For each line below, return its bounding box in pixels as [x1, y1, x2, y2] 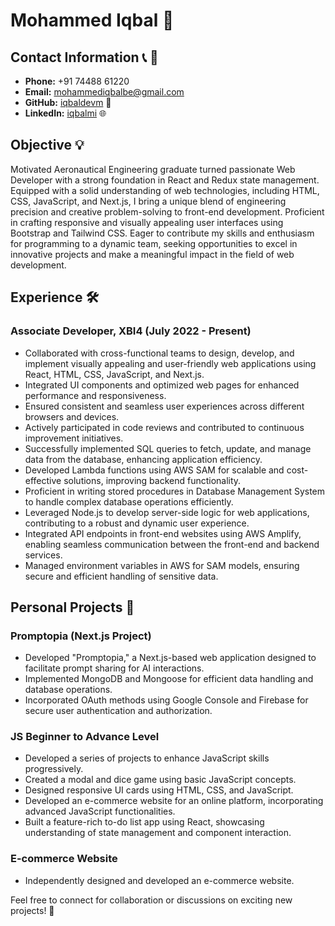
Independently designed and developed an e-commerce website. [24, 874, 295, 886]
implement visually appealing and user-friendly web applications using [24, 357, 317, 369]
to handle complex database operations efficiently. [24, 495, 234, 508]
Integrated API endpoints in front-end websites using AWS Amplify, [24, 527, 302, 539]
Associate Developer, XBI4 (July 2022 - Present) [10, 324, 252, 338]
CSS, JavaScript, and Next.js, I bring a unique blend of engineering [10, 195, 287, 207]
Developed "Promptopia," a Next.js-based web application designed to [24, 652, 317, 664]
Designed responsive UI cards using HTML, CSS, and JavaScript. [24, 784, 294, 796]
